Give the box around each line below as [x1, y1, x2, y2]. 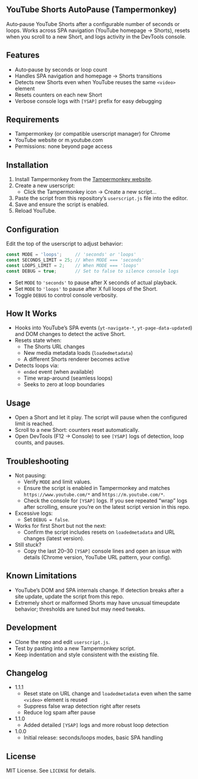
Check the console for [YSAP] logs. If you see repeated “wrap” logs [23, 497, 188, 504]
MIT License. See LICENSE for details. [6, 767, 96, 774]
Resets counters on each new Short [14, 91, 103, 98]
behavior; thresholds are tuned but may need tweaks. [14, 605, 146, 613]
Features [6, 50, 40, 60]
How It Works [6, 308, 58, 319]
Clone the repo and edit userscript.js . [14, 638, 110, 645]
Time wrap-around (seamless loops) [23, 374, 113, 382]
